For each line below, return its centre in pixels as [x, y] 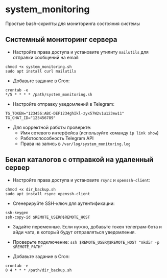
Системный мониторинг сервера [61, 40]
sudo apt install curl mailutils [41, 71]
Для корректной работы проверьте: [52, 127]
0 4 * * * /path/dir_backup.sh [39, 270]
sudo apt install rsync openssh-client [48, 194]
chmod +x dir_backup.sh [31, 189]
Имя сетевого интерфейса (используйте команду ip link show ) [90, 133]
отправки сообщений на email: [46, 57]
